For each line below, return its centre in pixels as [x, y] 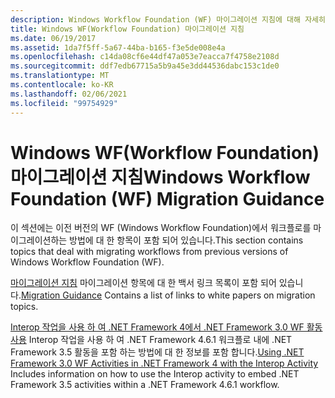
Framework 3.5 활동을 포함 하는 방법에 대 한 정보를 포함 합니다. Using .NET [157, 352]
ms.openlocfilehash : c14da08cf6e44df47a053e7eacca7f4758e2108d [145, 57]
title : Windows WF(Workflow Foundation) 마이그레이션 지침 [127, 29]
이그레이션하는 [39, 240]
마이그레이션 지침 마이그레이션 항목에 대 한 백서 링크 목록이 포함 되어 [143, 283]
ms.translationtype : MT [60, 76]
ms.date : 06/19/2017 [53, 38]
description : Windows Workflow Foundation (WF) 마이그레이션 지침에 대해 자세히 [168, 19]
